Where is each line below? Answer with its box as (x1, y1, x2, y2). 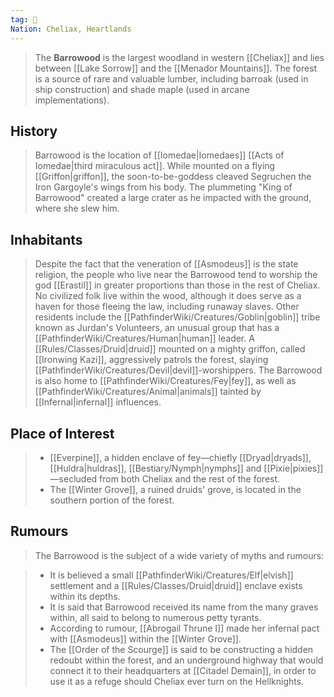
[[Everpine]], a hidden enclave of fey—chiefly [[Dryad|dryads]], (49, 451, 312, 463)
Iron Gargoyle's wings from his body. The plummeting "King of (34, 181, 293, 193)
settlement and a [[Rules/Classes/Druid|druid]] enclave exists (49, 579, 303, 591)
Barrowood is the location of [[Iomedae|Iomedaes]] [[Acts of (34, 149, 285, 161)
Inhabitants (10, 231, 83, 248)
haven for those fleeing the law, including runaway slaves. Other (34, 301, 300, 313)
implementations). (34, 94, 110, 106)
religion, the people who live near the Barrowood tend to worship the (34, 269, 318, 281)
